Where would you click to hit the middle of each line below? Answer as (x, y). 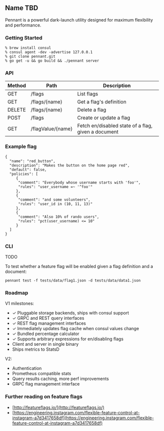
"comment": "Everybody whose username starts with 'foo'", (79, 182)
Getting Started (24, 38)
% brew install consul (28, 48)
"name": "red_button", (32, 161)
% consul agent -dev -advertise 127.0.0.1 (49, 52)
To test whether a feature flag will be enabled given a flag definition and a (79, 266)
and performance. (23, 25)
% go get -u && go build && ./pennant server (52, 61)
